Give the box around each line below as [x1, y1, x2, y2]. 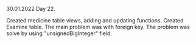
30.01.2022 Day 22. [6, 5, 56, 12]
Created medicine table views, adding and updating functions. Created [6, 17, 184, 24]
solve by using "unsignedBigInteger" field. [6, 30, 113, 37]
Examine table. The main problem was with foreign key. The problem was [6, 24, 190, 30]
